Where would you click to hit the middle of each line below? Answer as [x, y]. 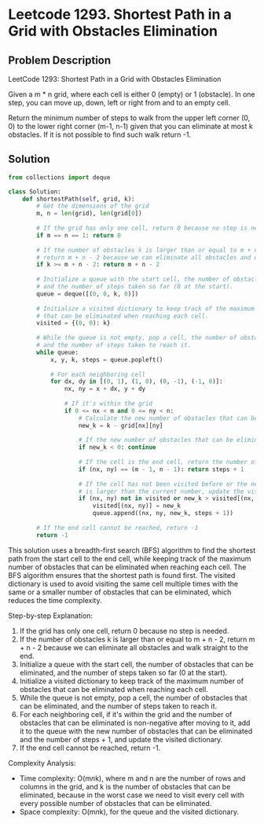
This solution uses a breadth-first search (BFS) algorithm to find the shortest [132, 550]
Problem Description [60, 60]
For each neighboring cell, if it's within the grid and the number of [126, 714]
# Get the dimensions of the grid [93, 206]
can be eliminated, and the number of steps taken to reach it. [118, 706]
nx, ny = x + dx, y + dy [105, 389]
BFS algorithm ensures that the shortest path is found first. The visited [122, 575]
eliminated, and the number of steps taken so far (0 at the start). [123, 672]
